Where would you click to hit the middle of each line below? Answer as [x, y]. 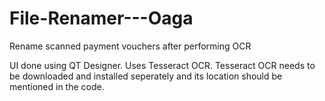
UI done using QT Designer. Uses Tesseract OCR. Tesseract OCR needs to [162, 65]
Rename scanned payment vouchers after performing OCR [130, 46]
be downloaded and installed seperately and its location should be [146, 76]
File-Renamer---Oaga [101, 18]
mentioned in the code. [57, 86]
